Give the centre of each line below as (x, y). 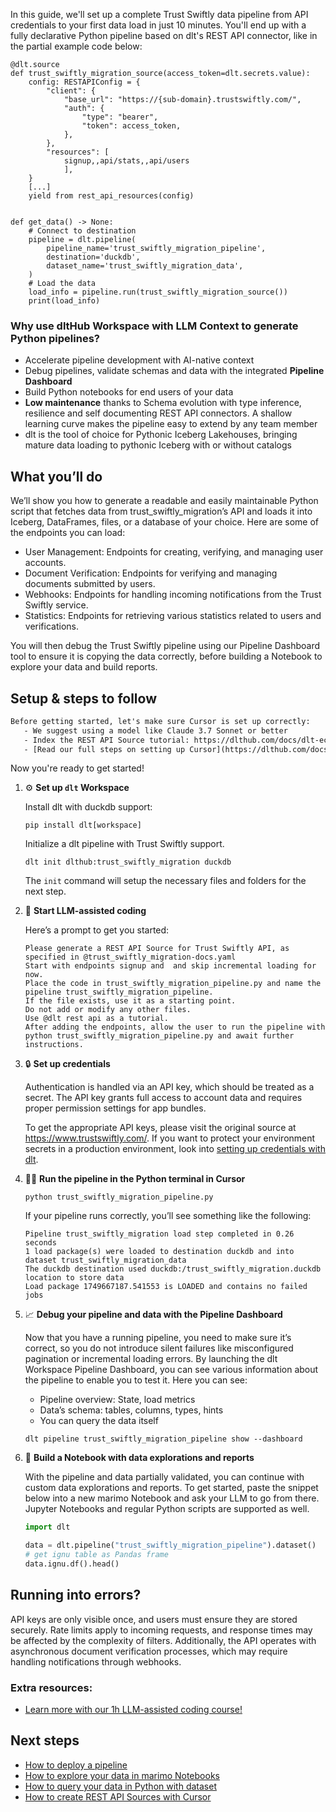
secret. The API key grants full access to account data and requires (163, 1098)
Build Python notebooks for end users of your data (129, 392)
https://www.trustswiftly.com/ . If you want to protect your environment (170, 1138)
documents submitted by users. (90, 584)
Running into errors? (76, 1595)
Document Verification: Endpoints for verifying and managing (151, 573)
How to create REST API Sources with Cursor (118, 1796)
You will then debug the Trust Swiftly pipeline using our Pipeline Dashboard (165, 646)
